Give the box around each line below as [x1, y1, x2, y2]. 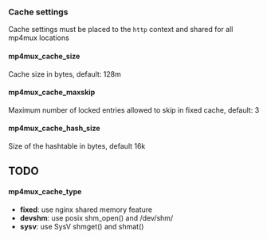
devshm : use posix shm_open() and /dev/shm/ [19, 213, 174, 222]
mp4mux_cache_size [8, 51, 80, 61]
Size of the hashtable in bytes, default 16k [8, 141, 146, 150]
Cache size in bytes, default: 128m [8, 69, 121, 78]
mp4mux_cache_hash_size [8, 123, 101, 133]
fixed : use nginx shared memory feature [19, 205, 153, 214]
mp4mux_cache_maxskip [8, 87, 96, 98]
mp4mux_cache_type [8, 186, 82, 196]
